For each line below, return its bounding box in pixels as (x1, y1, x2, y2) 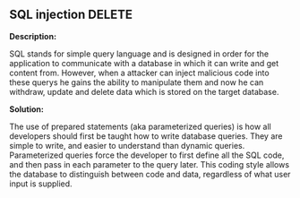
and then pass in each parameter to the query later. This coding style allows (9, 159, 289, 169)
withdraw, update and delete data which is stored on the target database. (9, 86, 279, 97)
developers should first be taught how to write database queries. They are (9, 130, 283, 142)
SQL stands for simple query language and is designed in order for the (9, 48, 270, 59)
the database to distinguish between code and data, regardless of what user (9, 168, 291, 179)
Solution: (9, 103, 45, 115)
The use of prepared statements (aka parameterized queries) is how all (9, 121, 271, 132)
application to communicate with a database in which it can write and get (9, 57, 279, 68)
